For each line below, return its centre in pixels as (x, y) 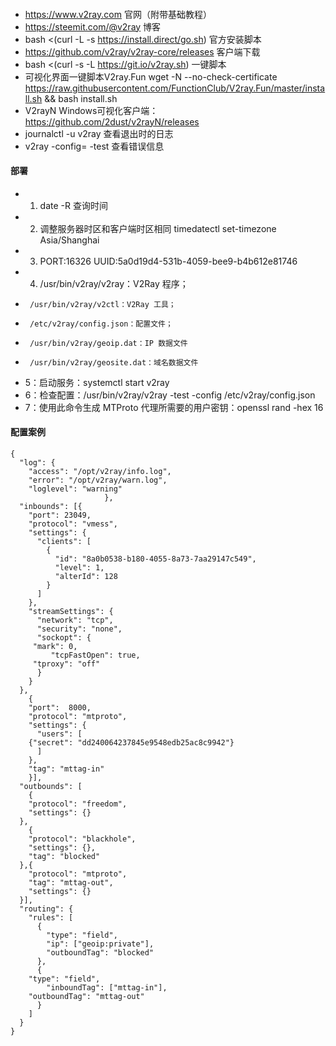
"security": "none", (79, 629)
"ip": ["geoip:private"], (100, 944)
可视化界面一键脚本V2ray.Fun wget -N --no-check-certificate (151, 76)
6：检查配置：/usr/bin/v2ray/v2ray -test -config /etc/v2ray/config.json (170, 395)
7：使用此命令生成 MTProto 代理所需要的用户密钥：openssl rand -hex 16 (174, 407)
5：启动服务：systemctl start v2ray (97, 382)
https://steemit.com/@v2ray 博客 (93, 26)
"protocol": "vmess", (73, 524)
